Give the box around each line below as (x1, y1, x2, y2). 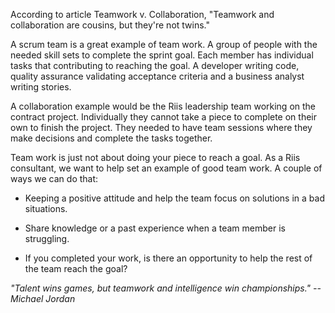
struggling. (24, 233, 70, 244)
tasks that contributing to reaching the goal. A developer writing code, (10, 60, 300, 71)
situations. (24, 203, 68, 214)
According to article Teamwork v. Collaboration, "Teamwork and (10, 9, 275, 20)
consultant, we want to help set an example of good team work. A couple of (10, 162, 323, 174)
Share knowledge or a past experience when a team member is (24, 222, 286, 234)
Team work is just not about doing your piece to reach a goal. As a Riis (10, 152, 301, 163)
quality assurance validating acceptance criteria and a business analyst (10, 70, 305, 82)
